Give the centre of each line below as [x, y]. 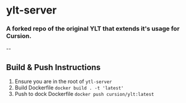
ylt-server [32, 10]
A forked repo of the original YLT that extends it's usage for [93, 29]
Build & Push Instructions [53, 67]
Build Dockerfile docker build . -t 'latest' [69, 88]
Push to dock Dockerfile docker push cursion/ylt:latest [84, 94]
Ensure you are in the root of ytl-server [63, 82]
